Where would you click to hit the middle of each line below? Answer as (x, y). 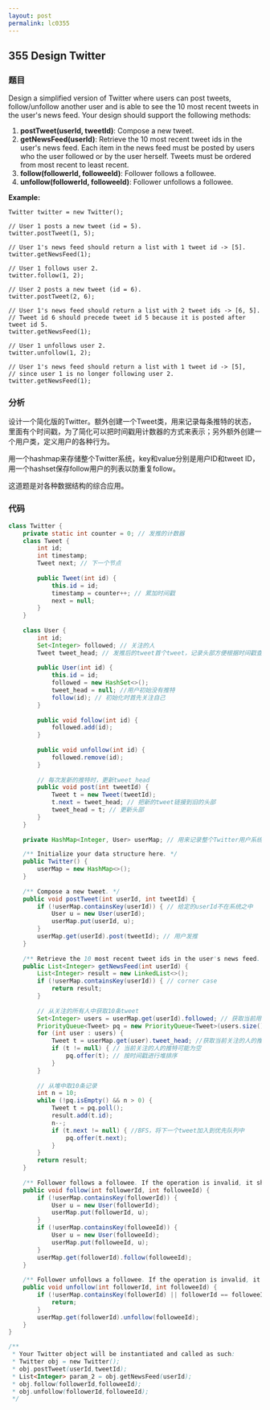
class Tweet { (46, 541)
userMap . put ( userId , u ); (93, 922)
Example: (25, 198)
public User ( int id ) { (75, 668)
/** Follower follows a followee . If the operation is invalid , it (138, 1183)
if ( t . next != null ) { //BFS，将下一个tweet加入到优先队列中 (148, 1130)
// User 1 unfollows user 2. (57, 346)
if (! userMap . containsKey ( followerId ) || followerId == (133, 1295)
